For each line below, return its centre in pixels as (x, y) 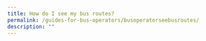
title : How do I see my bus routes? (61, 14)
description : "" (31, 26)
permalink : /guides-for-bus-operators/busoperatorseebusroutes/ (103, 20)
